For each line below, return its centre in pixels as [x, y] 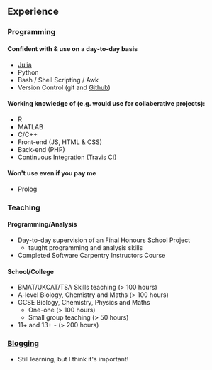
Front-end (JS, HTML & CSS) [60, 142]
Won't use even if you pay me [52, 173]
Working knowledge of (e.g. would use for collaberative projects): [106, 104]
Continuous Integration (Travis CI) [67, 157]
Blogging [23, 344]
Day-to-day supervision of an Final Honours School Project [104, 240]
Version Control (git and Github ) [64, 87]
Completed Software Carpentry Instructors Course [91, 256]
